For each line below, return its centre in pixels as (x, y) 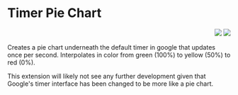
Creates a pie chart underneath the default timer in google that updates (112, 47)
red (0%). (21, 62)
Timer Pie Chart (55, 13)
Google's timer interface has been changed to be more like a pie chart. (110, 84)
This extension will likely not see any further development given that (107, 76)
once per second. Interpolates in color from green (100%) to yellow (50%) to (119, 55)
